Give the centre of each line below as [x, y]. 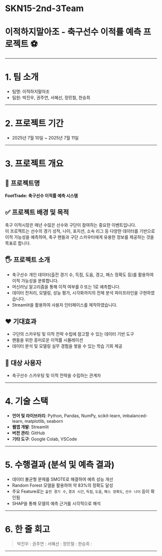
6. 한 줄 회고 [27, 530]
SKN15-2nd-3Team [44, 8]
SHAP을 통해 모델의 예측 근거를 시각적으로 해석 [56, 504]
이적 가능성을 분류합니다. [35, 280]
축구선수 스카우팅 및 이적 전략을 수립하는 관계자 [56, 375]
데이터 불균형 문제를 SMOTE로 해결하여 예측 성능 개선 [62, 479]
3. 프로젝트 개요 [34, 164]
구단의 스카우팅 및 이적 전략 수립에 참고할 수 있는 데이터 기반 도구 [73, 334]
